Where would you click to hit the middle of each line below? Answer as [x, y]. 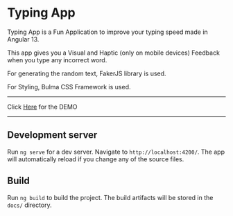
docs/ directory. [29, 205]
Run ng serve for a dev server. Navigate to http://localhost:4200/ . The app [116, 152]
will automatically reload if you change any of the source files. [96, 159]
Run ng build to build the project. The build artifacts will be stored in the [110, 197]
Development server [52, 135]
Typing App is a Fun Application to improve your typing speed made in [107, 32]
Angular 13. [23, 39]
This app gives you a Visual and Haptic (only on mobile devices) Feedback [114, 53]
